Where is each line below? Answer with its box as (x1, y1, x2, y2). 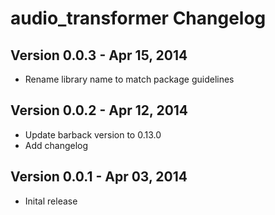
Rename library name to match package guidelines (24, 73, 235, 85)
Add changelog (24, 139, 89, 151)
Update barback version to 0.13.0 (24, 128, 162, 141)
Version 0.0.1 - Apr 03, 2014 (10, 168, 188, 186)
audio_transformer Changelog (10, 7, 267, 30)
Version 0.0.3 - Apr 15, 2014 (10, 47, 188, 64)
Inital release (24, 195, 78, 207)
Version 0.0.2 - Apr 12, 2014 (10, 102, 189, 119)
